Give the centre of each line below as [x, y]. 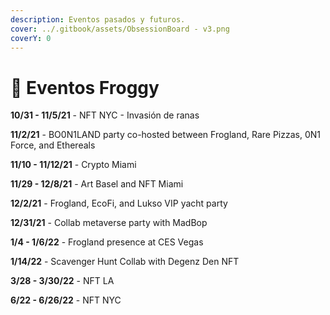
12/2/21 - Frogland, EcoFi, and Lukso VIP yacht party [119, 203]
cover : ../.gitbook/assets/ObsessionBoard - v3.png [120, 29]
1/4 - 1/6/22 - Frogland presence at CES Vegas [107, 242]
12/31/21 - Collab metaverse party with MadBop [109, 223]
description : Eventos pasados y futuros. [98, 19]
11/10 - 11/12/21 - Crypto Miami [73, 165]
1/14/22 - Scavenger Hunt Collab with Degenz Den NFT [125, 262]
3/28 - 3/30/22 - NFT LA [62, 281]
